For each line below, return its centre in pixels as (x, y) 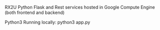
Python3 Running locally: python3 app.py (48, 22)
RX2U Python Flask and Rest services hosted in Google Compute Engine (80, 7)
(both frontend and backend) (35, 12)
